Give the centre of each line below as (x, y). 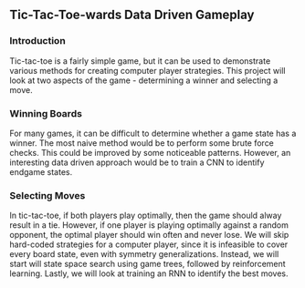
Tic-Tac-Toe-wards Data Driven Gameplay (132, 15)
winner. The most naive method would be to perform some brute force (142, 143)
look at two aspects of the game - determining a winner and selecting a (144, 80)
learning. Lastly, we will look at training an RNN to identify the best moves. (149, 273)
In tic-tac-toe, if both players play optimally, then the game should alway (146, 216)
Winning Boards (46, 113)
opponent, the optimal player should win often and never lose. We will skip (149, 235)
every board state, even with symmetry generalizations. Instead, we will (144, 254)
